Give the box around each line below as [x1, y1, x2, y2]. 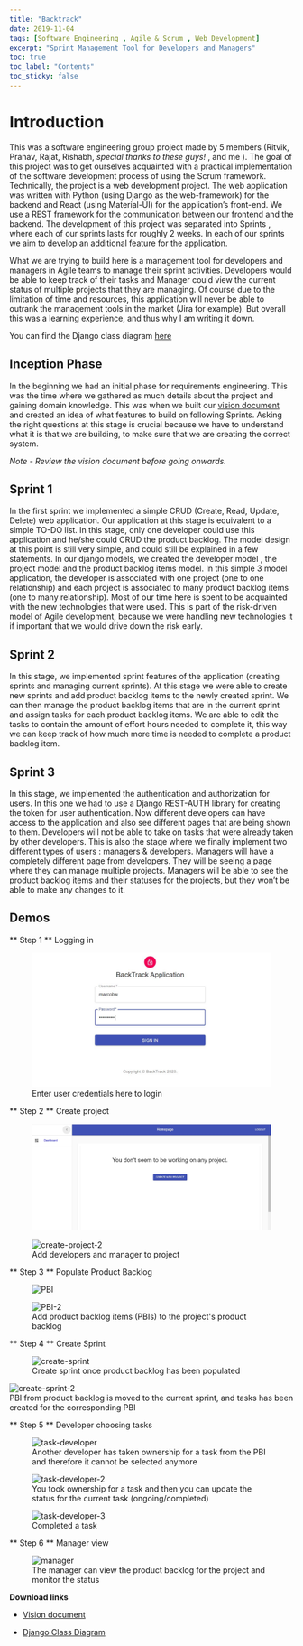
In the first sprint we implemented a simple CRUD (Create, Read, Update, [9, 506, 280, 517]
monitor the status [32, 1574, 100, 1585]
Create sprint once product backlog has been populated [32, 1365, 241, 1376]
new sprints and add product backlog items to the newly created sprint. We [9, 690, 289, 701]
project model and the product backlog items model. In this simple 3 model [9, 563, 288, 574]
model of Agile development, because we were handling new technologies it [9, 611, 293, 622]
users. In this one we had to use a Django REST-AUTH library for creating [9, 798, 281, 809]
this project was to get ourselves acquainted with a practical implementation [9, 161, 293, 172]
